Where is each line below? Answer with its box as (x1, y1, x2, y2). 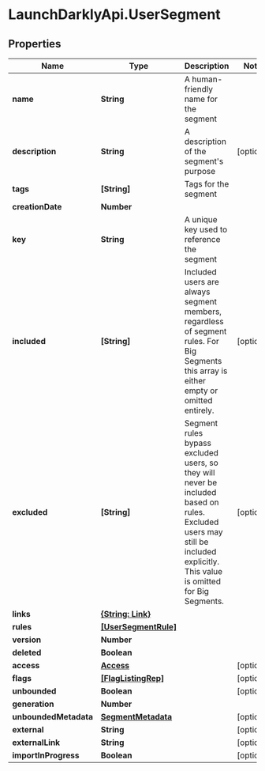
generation (12, 698, 54, 709)
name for (184, 93, 218, 104)
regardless (184, 316, 224, 327)
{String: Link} (100, 609, 151, 619)
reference (184, 234, 221, 244)
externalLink (12, 737, 61, 748)
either (184, 376, 207, 386)
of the (184, 146, 207, 157)
